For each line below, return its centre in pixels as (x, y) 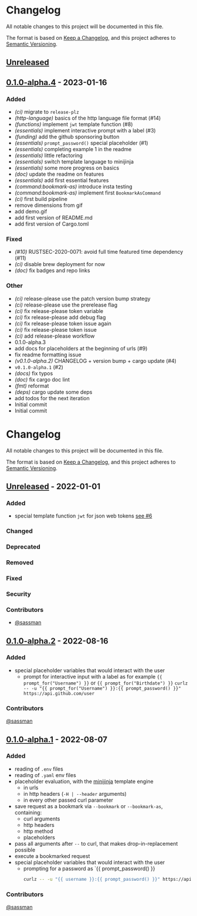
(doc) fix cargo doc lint (42, 379)
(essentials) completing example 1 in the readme (73, 149)
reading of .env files (39, 769)
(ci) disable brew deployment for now (60, 264)
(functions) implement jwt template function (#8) (74, 124)
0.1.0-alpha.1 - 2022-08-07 (57, 739)
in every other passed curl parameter (68, 800)
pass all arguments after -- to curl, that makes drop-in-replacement (96, 843)
